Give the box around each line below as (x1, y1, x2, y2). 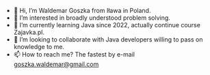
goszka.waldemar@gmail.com (13, 60, 99, 68)
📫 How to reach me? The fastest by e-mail (13, 50, 135, 58)
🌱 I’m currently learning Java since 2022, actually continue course (13, 21, 200, 29)
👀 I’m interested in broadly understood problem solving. (13, 14, 171, 22)
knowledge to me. (13, 43, 65, 50)
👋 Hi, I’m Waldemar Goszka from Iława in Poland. (13, 7, 151, 14)
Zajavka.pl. (13, 28, 45, 36)
